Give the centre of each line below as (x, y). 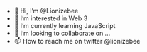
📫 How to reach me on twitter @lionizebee (77, 41)
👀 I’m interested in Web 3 (51, 18)
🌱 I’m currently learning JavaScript (65, 26)
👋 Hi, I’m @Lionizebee (46, 11)
